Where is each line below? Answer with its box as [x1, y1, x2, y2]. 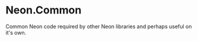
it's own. [5, 29, 27, 36]
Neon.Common [5, 4, 82, 17]
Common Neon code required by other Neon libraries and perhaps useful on [5, 23, 192, 30]
